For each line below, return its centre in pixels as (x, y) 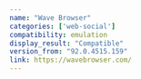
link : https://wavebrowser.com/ (70, 60)
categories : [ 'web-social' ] (63, 26)
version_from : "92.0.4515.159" (69, 52)
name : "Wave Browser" (50, 18)
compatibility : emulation (58, 35)
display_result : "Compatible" (67, 43)
